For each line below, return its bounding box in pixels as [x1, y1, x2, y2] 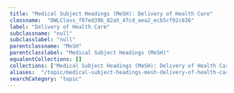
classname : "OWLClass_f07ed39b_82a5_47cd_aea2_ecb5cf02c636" [9, 17, 195, 24]
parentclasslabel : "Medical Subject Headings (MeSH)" [9, 50, 170, 57]
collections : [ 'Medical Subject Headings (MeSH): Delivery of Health [9, 62, 217, 69]
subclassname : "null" [9, 29, 73, 37]
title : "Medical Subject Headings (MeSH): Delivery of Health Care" [9, 10, 214, 17]
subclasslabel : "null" [9, 36, 76, 43]
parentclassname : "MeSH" [9, 43, 82, 50]
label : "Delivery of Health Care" [9, 23, 110, 30]
